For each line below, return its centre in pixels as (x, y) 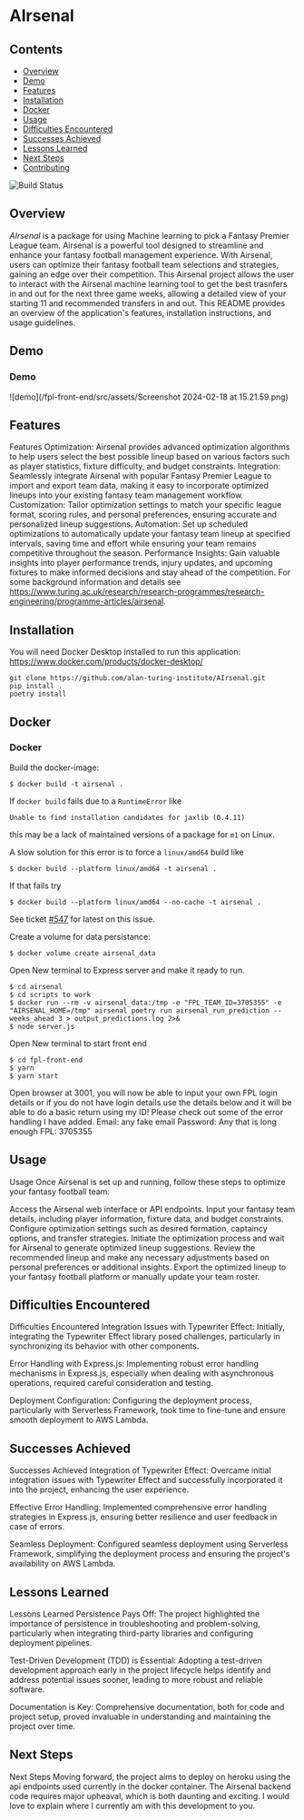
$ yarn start (34, 1076)
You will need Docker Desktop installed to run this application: (125, 652)
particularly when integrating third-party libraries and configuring (132, 1633)
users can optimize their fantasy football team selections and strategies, (144, 264)
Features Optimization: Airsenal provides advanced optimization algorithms (150, 447)
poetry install (38, 694)
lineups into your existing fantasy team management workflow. (127, 495)
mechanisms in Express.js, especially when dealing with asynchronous (142, 1373)
